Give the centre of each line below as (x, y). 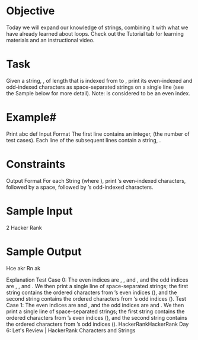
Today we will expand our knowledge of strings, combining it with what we (97, 27)
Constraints (36, 164)
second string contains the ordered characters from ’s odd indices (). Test (96, 298)
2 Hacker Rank (24, 227)
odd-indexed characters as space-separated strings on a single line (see (95, 87)
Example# (31, 118)
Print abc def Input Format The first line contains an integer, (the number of (98, 134)
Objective (31, 11)
